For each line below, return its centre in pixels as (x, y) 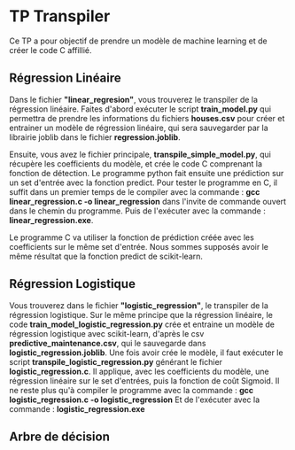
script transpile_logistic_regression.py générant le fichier (116, 361)
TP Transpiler (60, 16)
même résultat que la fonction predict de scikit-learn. (106, 256)
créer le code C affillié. (50, 50)
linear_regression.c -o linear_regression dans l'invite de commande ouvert (147, 201)
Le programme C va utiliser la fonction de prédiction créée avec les (132, 237)
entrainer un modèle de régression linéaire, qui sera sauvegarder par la (139, 128)
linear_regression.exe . (51, 220)
